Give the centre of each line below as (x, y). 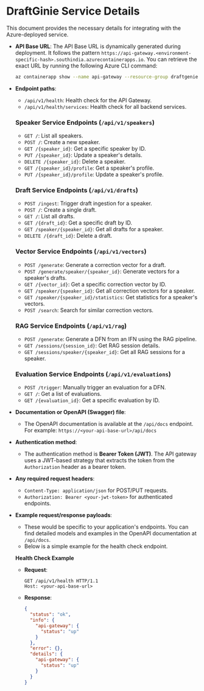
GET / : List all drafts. (49, 217)
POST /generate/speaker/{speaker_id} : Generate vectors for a (102, 271)
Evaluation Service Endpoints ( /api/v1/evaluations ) (93, 374)
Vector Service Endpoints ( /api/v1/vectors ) (81, 252)
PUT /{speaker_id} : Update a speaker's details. (83, 155)
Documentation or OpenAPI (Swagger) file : (70, 412)
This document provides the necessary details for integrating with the (94, 28)
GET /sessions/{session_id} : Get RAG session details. (92, 345)
